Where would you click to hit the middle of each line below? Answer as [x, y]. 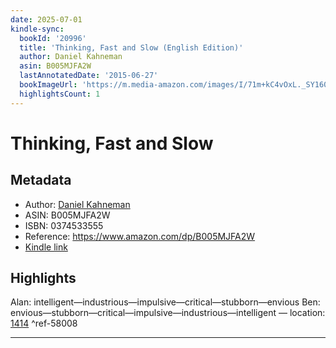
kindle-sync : [37, 29]
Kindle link [46, 247]
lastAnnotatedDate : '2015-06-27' [89, 76]
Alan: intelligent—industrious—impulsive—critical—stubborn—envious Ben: [165, 302]
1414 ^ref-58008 [44, 323]
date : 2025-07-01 [46, 19]
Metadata [41, 180]
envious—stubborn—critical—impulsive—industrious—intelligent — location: [168, 313]
